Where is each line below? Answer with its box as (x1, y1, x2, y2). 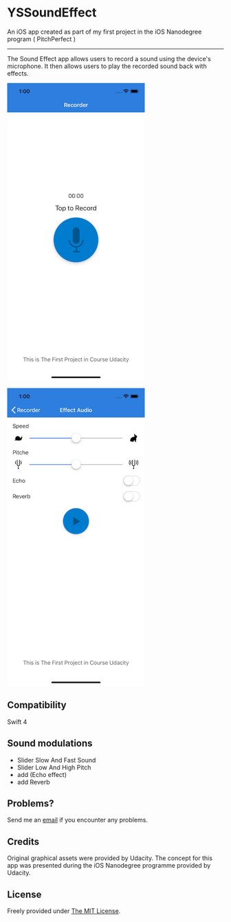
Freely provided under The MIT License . (7, 907, 121, 915)
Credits (7, 835, 40, 847)
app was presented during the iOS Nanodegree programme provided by (7, 861, 211, 870)
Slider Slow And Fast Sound (16, 756, 96, 764)
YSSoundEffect (7, 5, 97, 21)
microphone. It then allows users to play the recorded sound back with (7, 62, 208, 70)
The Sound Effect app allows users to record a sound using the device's (7, 54, 211, 63)
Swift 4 (7, 717, 27, 726)
